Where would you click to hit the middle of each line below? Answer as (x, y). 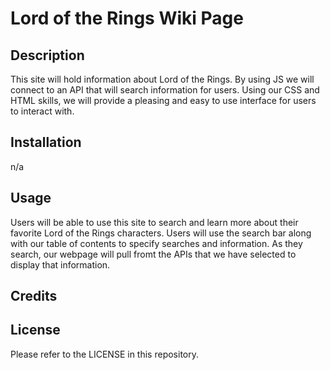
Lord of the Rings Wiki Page (127, 18)
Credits (34, 296)
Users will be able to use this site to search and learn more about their (154, 222)
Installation (46, 142)
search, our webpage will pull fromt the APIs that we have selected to (153, 254)
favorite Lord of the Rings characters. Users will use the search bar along (161, 233)
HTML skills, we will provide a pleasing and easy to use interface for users (163, 100)
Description (47, 55)
